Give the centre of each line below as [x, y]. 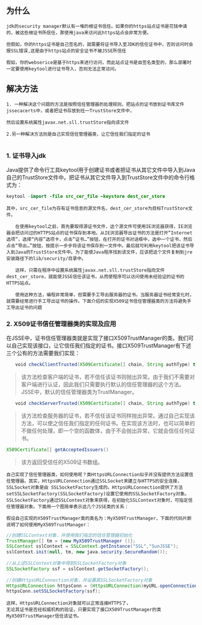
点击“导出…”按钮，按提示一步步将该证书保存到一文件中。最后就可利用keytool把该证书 [98, 246]
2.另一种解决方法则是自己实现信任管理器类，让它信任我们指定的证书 [78, 134]
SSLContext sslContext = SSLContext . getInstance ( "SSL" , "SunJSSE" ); [93, 547]
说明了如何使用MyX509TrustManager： [48, 525]
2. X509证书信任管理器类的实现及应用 [61, 323]
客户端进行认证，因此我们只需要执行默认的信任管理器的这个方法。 [103, 384]
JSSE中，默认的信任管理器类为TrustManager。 [79, 392]
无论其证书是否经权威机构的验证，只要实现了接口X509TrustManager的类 [84, 610]
